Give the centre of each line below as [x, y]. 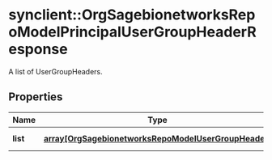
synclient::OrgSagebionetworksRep [132, 15]
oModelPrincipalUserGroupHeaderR [132, 32]
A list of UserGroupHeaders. [55, 71]
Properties [36, 97]
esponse [38, 49]
